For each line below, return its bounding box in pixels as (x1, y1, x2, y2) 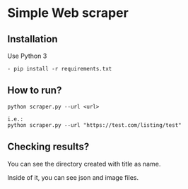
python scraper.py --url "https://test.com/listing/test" (7, 121, 182, 128)
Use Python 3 (7, 51, 47, 60)
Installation (7, 33, 58, 45)
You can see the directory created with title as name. (7, 159, 161, 168)
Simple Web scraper (7, 5, 129, 21)
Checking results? (7, 141, 90, 153)
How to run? (7, 85, 62, 97)
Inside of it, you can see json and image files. (7, 173, 139, 181)
